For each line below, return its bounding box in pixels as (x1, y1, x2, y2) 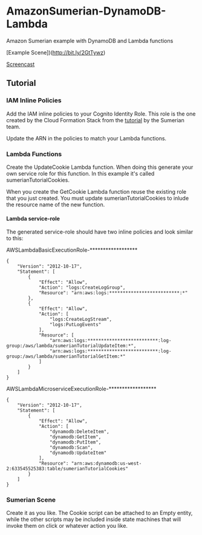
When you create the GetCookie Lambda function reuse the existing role (6, 188, 186, 195)
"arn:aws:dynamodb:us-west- (71, 461, 142, 467)
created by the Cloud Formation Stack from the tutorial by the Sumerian (6, 116, 184, 123)
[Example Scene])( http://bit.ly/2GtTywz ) (6, 48, 106, 56)
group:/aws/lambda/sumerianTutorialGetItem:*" (6, 353, 126, 359)
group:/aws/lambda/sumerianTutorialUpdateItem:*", (6, 343, 137, 349)
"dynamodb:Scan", (49, 445, 94, 451)
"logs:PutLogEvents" (49, 322, 102, 328)
